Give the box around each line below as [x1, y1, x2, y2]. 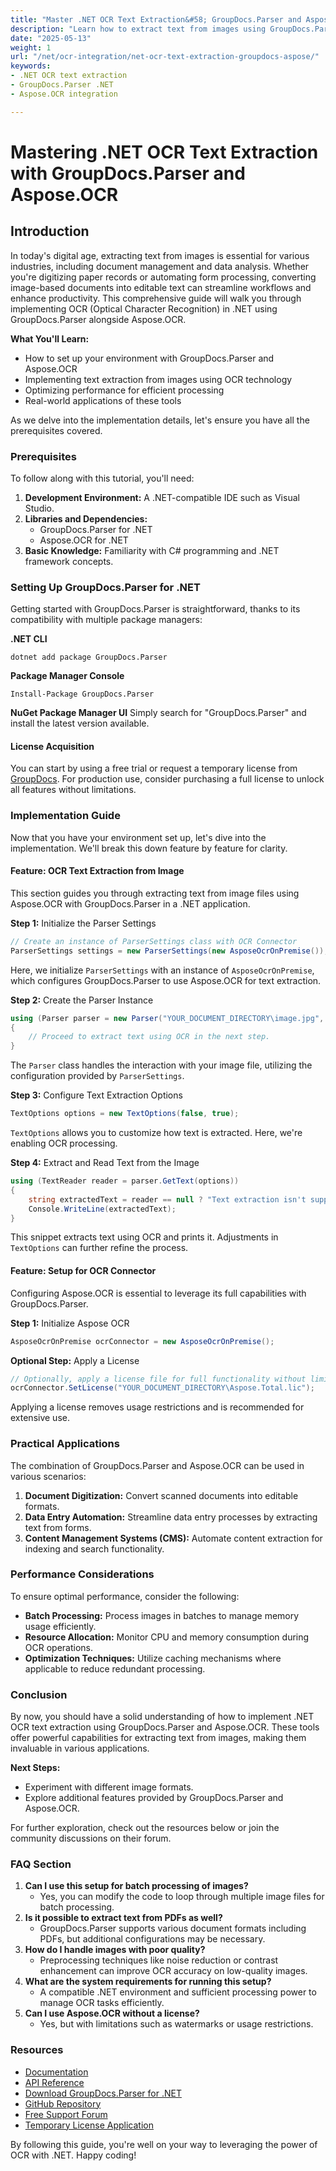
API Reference [24, 2076, 85, 2088]
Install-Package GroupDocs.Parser [10, 689, 155, 700]
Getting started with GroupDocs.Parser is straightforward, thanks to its [10, 603, 301, 615]
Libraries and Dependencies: [24, 512, 148, 525]
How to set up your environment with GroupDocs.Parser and [24, 352, 275, 364]
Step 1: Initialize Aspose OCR [10, 1317, 130, 1329]
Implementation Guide [10, 809, 121, 823]
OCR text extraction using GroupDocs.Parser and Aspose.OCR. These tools [10, 1721, 320, 1733]
